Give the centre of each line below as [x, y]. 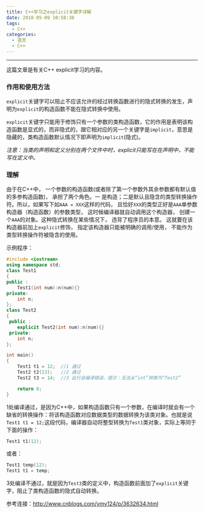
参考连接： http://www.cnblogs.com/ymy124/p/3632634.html [83, 504]
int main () [20, 355]
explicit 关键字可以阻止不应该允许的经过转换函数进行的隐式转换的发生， [97, 102]
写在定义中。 [22, 158]
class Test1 [21, 271]
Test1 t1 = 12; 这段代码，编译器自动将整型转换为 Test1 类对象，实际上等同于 [101, 422]
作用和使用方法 [28, 87]
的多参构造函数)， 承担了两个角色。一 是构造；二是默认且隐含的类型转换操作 [102, 197]
